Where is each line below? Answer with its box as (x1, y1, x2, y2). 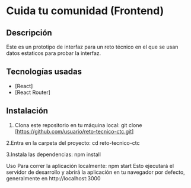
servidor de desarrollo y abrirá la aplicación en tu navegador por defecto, (6, 168, 185, 176)
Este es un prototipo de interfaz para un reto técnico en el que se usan (6, 43, 179, 50)
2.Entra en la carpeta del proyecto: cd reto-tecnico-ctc (6, 139, 141, 146)
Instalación (6, 106, 49, 116)
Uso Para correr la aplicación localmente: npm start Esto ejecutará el (6, 162, 174, 169)
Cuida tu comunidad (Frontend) (6, 4, 164, 18)
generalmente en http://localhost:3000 (6, 174, 101, 181)
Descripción (6, 28, 52, 38)
